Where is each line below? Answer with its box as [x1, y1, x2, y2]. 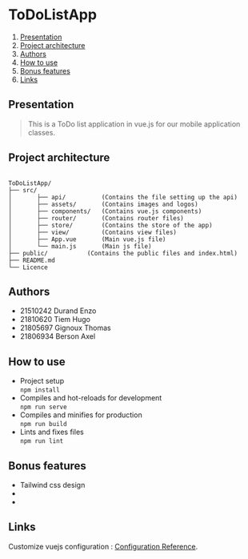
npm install [19, 386, 60, 394]
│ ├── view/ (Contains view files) [8, 228, 178, 236]
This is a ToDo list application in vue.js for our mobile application [27, 119, 241, 129]
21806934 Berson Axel [19, 332, 96, 341]
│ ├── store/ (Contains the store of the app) [8, 221, 214, 229]
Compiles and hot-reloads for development [19, 393, 162, 403]
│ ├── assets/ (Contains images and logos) [8, 200, 198, 208]
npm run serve [19, 403, 67, 412]
